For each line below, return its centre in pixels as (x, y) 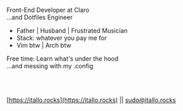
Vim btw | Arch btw (44, 45)
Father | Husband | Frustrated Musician (72, 31)
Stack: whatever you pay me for (62, 38)
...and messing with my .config (50, 66)
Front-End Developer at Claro (48, 10)
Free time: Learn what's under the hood (63, 59)
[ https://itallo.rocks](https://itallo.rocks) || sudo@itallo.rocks (91, 100)
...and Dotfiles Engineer (40, 17)
